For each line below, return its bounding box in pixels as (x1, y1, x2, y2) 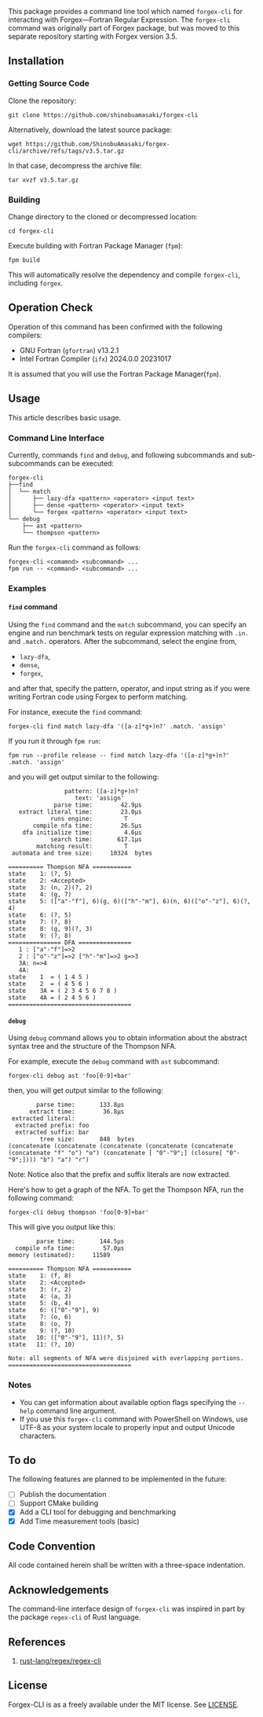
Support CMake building (19, 1498, 99, 1508)
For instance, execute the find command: (8, 708, 143, 717)
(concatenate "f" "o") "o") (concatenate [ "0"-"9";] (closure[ (8, 1149, 223, 1157)
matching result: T (36, 843, 128, 851)
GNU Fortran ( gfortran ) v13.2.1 (19, 345, 119, 355)
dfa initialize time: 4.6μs (22, 829, 143, 836)
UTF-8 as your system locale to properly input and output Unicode (19, 1422, 236, 1432)
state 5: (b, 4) (8, 1300, 72, 1307)
